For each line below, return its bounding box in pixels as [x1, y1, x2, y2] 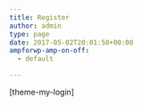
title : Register [9, 12, 70, 22]
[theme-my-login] [9, 86, 74, 97]
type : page [9, 29, 50, 38]
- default [17, 54, 54, 63]
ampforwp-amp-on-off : [9, 46, 90, 55]
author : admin [9, 21, 63, 30]
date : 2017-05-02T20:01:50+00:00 [9, 37, 134, 47]
